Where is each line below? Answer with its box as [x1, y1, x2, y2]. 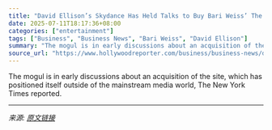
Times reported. [8, 89, 62, 98]
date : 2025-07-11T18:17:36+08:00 [8, 19, 121, 27]
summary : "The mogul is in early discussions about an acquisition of [8, 42, 252, 50]
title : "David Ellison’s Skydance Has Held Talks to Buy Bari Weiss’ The [8, 11, 263, 20]
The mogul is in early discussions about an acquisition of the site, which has [8, 72, 263, 81]
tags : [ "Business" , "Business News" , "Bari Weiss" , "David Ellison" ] [8, 34, 249, 43]
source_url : [8, 49, 49, 57]
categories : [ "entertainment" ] [8, 27, 114, 35]
